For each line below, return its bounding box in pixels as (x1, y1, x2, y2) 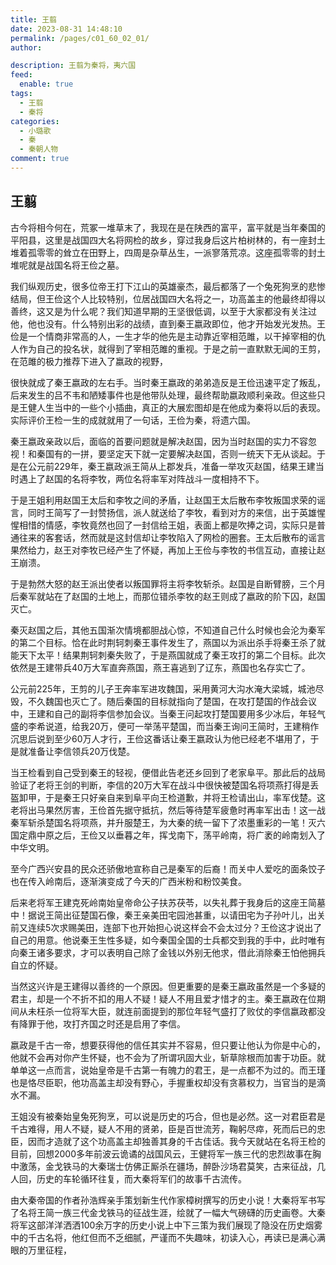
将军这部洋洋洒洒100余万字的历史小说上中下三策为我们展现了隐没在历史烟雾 (10, 1219, 323, 1231)
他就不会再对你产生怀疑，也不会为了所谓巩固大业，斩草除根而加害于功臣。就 (10, 1051, 326, 1063)
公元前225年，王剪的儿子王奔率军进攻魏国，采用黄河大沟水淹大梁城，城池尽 (10, 682, 325, 695)
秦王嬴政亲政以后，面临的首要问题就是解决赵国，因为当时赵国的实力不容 (10, 435, 308, 447)
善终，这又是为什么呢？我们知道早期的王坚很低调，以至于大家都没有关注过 (10, 305, 317, 317)
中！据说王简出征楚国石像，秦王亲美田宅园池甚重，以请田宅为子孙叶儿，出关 (10, 909, 326, 921)
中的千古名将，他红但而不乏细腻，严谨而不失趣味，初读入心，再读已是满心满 (10, 1231, 326, 1243)
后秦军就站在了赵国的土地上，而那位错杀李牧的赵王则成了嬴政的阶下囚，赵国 (10, 590, 326, 602)
